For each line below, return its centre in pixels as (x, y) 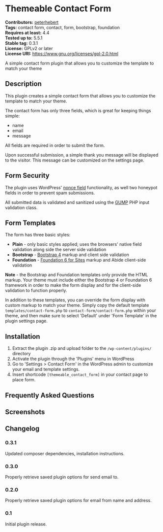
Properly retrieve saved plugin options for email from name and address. (79, 500)
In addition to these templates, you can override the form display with (75, 300)
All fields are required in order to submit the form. (55, 145)
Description (23, 84)
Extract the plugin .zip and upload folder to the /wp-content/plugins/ (82, 348)
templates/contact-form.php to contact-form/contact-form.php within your (81, 310)
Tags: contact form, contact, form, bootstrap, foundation (63, 27)
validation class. (21, 207)
